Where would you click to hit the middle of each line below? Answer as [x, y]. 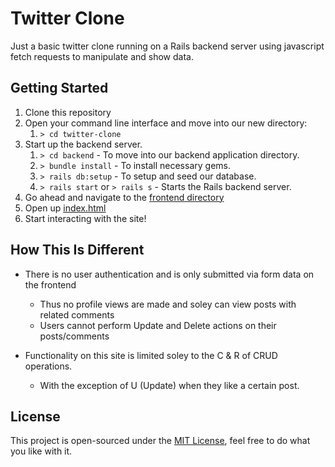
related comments [77, 314]
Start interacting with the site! [85, 218]
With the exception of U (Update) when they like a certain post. [169, 385]
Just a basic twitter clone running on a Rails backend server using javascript [167, 46]
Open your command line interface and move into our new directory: [166, 123]
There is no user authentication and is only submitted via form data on [169, 274]
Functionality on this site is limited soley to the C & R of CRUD [151, 355]
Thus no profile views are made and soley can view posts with [168, 304]
